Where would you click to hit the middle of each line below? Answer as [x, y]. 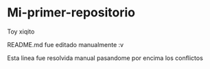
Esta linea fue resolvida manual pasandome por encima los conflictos [105, 58]
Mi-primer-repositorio [71, 13]
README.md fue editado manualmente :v [66, 44]
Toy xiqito [21, 31]
